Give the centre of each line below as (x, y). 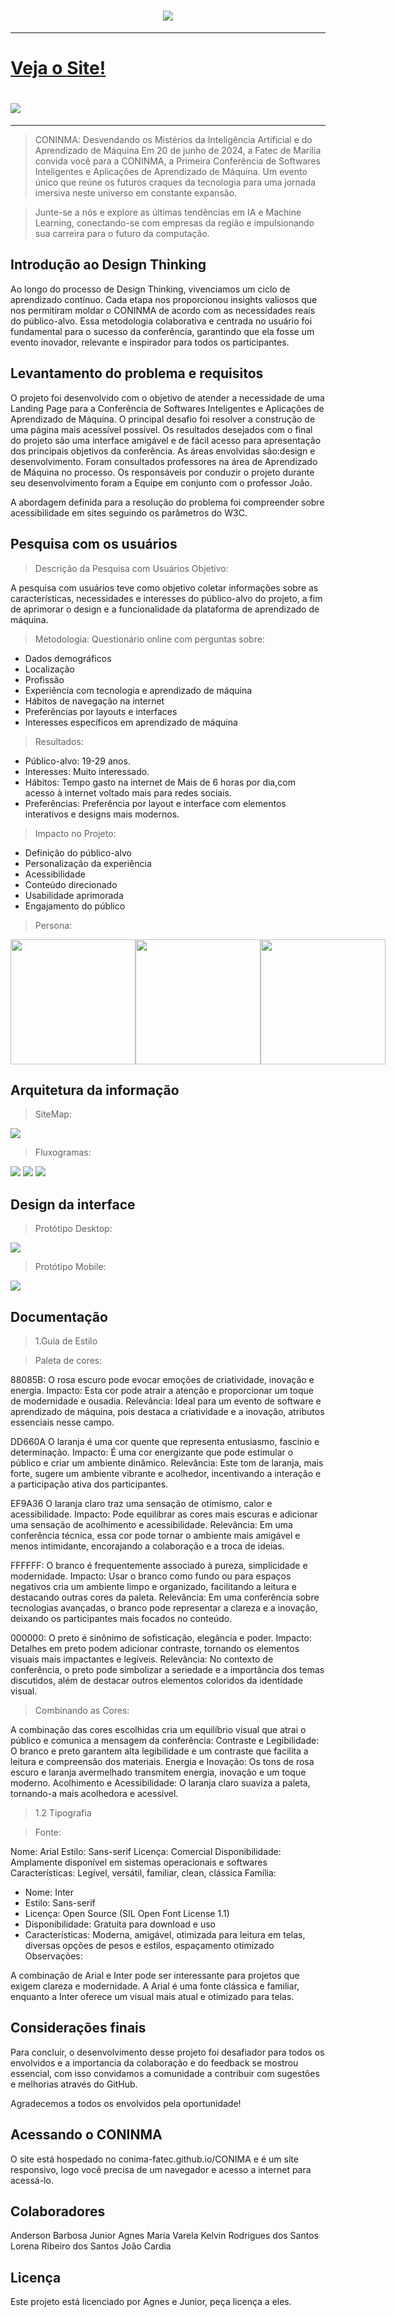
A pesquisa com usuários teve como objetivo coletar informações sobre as (164, 587)
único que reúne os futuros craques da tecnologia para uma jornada (175, 182)
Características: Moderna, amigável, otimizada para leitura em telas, (165, 1934)
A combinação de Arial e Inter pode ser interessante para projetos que (155, 1975)
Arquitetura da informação (95, 1090)
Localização (49, 669)
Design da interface (73, 1204)
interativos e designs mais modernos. (102, 814)
